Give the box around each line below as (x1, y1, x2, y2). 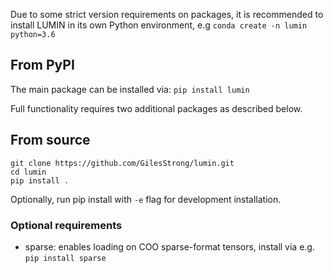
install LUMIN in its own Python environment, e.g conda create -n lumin (10, 19, 308, 31)
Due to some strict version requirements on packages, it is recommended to (10, 9, 324, 20)
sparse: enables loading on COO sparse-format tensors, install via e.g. (24, 240, 315, 253)
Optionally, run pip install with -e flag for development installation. (10, 193, 282, 205)
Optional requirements (10, 218, 123, 232)
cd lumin (10, 167, 47, 177)
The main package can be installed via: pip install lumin (10, 83, 250, 95)
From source (10, 132, 91, 149)
